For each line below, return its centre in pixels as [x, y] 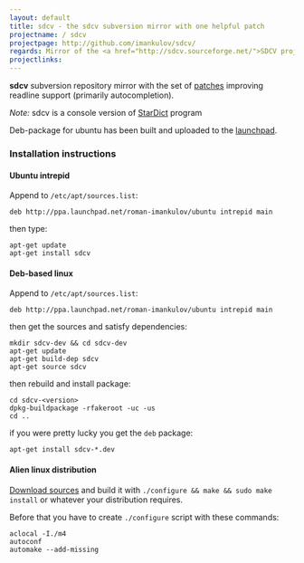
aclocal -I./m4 [38, 534]
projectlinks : [36, 60]
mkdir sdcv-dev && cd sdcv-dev [68, 344]
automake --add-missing [54, 549]
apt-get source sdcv [48, 367]
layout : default [40, 18]
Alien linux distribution [53, 469]
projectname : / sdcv [48, 34]
